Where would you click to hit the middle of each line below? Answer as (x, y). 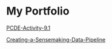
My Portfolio (38, 11)
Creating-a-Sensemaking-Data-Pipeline (56, 39)
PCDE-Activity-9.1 (28, 28)
